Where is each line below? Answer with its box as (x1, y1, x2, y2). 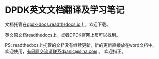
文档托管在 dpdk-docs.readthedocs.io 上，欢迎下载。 (5, 21, 111, 27)
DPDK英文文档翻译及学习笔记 (5, 4, 125, 16)
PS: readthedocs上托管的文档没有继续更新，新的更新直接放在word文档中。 (5, 42, 157, 48)
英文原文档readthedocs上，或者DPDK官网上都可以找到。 (5, 32, 121, 38)
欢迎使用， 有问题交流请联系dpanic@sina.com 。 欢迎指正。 (5, 48, 126, 54)
